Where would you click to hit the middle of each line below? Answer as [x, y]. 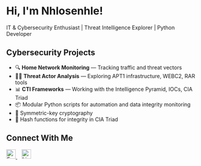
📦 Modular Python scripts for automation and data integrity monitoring [103, 104]
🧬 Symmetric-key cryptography [54, 113]
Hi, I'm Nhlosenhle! [55, 11]
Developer [19, 33]
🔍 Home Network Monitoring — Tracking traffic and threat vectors [98, 67]
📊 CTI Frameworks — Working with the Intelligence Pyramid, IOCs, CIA [104, 89]
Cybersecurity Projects [51, 53]
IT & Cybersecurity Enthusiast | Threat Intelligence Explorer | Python [91, 27]
